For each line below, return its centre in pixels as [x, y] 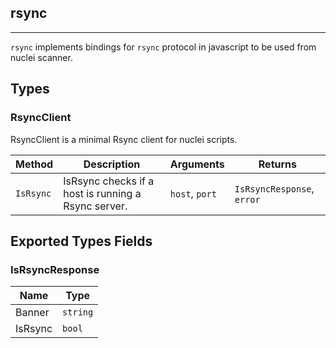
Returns [277, 164]
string [78, 312]
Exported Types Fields [81, 241]
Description [112, 164]
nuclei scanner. [41, 57]
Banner [32, 313]
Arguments [197, 164]
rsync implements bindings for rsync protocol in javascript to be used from [163, 47]
